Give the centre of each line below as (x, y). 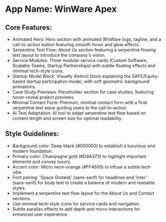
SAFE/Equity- (146, 76)
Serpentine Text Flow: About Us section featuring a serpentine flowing (84, 50)
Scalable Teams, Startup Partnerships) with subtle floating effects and (84, 66)
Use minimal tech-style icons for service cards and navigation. (76, 204)
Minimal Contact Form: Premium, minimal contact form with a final (80, 102)
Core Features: (28, 28)
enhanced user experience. (40, 214)
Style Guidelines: (32, 134)
